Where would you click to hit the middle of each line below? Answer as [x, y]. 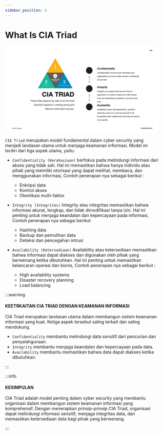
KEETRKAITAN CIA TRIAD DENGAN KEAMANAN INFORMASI [67, 306]
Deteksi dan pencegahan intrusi [51, 240]
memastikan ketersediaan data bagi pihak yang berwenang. [65, 419]
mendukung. [18, 327]
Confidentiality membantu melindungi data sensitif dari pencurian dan [84, 336]
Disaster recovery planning [47, 280]
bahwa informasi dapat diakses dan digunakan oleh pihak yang [75, 255]
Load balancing [35, 285]
